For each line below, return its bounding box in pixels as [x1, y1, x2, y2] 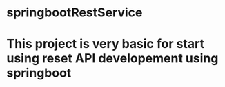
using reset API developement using [6, 51, 219, 66]
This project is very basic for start [6, 36, 205, 52]
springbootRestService [6, 5, 143, 21]
